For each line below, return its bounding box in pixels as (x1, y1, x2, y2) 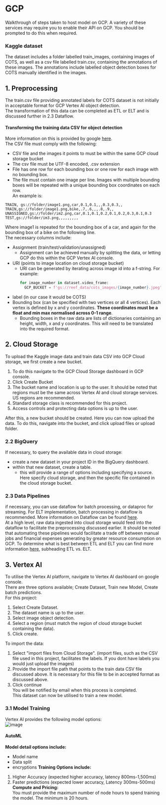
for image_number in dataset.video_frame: (19, 281, 109, 286)
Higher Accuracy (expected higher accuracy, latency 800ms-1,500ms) (12, 774, 157, 780)
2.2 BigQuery (5, 438, 38, 445)
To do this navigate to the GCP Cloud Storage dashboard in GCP (12, 368, 144, 374)
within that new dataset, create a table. (12, 464, 92, 470)
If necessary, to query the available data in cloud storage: (5, 449, 123, 455)
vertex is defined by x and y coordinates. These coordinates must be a (12, 304, 158, 310)
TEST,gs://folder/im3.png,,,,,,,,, (5, 215, 79, 220)
